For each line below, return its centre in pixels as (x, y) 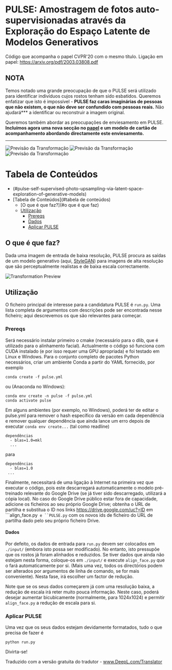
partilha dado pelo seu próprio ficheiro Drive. (53, 520)
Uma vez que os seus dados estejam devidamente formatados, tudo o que (84, 627)
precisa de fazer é (24, 633)
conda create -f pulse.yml (34, 377)
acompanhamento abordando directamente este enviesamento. (75, 133)
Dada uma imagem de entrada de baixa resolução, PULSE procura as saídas (86, 255)
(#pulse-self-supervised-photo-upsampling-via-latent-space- (78, 188)
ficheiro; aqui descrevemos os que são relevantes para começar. (74, 316)
